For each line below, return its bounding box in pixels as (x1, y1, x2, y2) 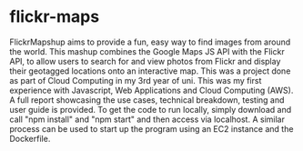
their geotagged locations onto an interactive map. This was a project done (9, 65, 291, 76)
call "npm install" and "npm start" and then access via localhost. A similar (9, 114, 285, 125)
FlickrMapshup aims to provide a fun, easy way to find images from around (9, 36, 291, 47)
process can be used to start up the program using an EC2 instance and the (9, 123, 294, 134)
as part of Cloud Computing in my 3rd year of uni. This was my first (9, 75, 262, 86)
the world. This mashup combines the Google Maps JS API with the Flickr (9, 45, 285, 56)
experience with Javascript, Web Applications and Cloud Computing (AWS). (9, 85, 294, 96)
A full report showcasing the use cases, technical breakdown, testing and (9, 94, 285, 106)
